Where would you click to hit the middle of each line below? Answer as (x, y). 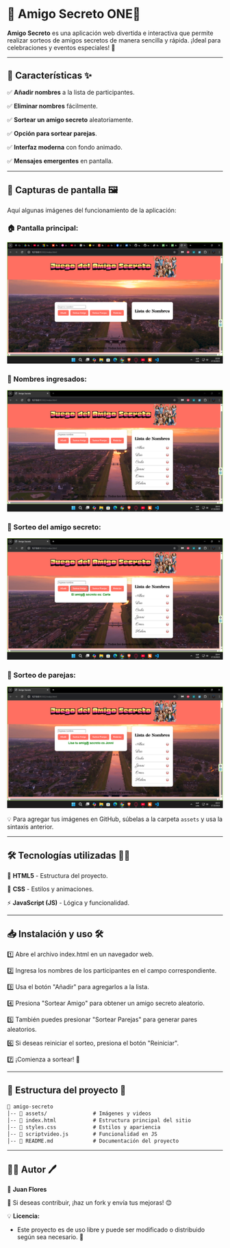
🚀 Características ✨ (50, 76)
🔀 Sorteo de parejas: (42, 675)
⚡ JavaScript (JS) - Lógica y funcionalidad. (68, 903)
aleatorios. (22, 1030)
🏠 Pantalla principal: (43, 228)
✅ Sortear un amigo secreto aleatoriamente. (70, 119)
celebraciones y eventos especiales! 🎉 (61, 47)
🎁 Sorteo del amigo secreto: (54, 527)
